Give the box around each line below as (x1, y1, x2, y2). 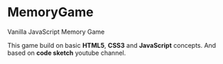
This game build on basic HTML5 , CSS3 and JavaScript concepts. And (7, 41, 217, 49)
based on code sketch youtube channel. (7, 49, 126, 57)
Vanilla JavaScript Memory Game (7, 27, 105, 36)
